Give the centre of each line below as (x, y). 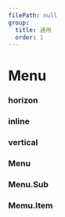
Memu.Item (31, 205)
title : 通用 (34, 30)
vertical (23, 143)
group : (19, 23)
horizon (23, 100)
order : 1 (29, 37)
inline (19, 121)
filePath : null (33, 15)
